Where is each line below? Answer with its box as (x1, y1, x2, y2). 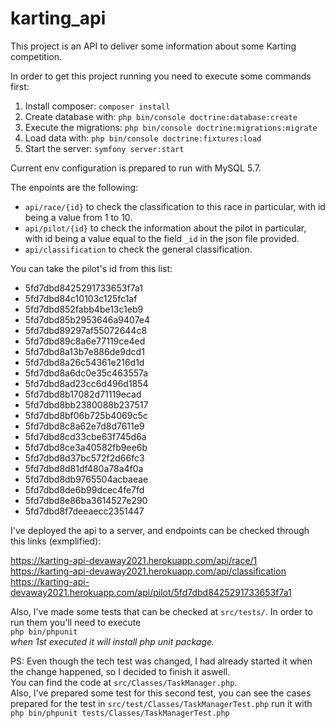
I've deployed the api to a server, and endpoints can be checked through (10, 524, 310, 536)
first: (10, 80, 30, 92)
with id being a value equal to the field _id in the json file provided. (24, 232, 300, 244)
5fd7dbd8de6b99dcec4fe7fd (24, 483, 145, 496)
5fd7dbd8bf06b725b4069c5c (24, 409, 148, 421)
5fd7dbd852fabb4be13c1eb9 (24, 303, 144, 315)
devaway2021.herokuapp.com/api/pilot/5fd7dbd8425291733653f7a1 (10, 586, 292, 598)
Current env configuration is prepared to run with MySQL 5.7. (10, 162, 262, 174)
